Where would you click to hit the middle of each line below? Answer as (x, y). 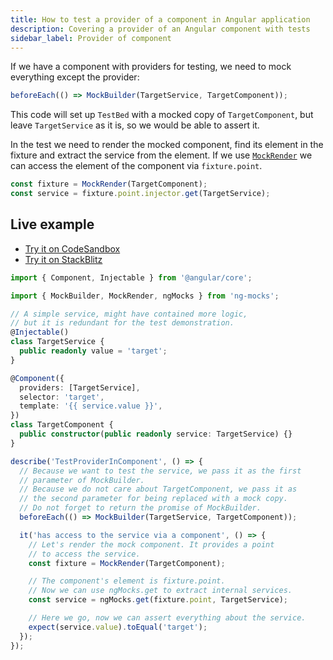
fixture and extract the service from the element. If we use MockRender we (161, 155)
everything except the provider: (75, 77)
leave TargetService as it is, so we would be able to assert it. (135, 125)
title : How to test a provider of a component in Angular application (160, 19)
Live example (52, 224)
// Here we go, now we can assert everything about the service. (167, 618)
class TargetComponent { (62, 425)
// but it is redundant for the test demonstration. (122, 323)
